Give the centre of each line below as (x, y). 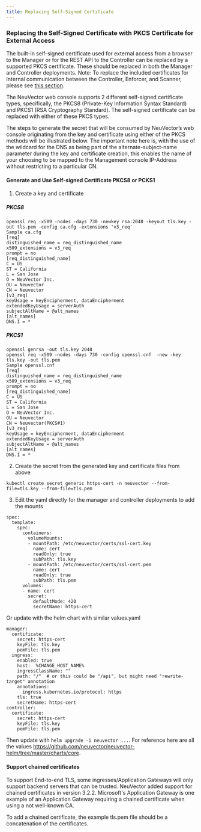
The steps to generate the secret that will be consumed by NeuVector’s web (100, 128)
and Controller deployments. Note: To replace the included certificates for (97, 72)
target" (16, 682)
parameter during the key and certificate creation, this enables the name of (99, 153)
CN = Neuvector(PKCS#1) (36, 424)
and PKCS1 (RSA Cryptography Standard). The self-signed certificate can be (101, 109)
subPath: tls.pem (55, 581)
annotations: (33, 687)
